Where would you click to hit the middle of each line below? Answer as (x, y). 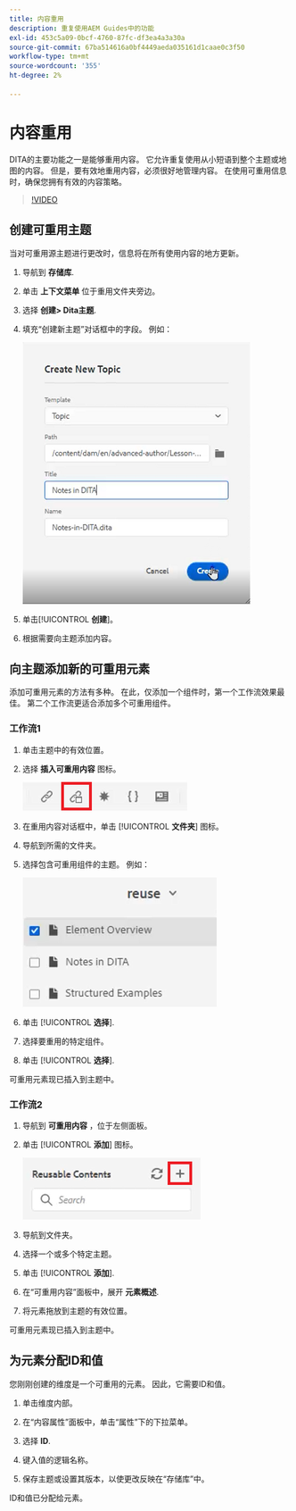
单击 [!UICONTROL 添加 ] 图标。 (80, 1144)
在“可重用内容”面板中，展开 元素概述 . (90, 1291)
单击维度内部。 (49, 1403)
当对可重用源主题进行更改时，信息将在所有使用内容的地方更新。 (126, 253)
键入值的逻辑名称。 (58, 1459)
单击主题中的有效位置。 (65, 749)
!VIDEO (44, 199)
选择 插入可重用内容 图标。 (71, 769)
